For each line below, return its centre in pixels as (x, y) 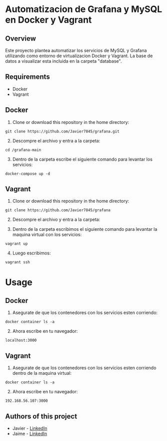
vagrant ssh (17, 262)
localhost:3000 (21, 340)
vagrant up (16, 244)
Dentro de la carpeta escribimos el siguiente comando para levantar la (85, 229)
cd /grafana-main (23, 150)
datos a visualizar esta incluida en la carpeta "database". (63, 61)
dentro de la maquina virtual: (42, 373)
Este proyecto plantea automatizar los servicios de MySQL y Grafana (76, 50)
